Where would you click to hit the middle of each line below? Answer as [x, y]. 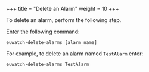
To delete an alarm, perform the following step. [64, 20]
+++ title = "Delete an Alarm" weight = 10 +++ [63, 9]
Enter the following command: [43, 32]
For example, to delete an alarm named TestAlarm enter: [75, 54]
